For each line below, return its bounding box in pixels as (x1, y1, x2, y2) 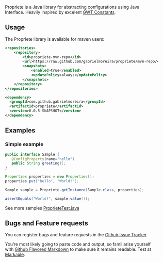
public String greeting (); (11, 161, 66, 166)
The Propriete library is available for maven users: (5, 36, 105, 42)
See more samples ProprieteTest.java (5, 205, 80, 211)
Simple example (5, 141, 44, 147)
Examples (5, 126, 35, 135)
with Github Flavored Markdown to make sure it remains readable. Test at (5, 246, 151, 252)
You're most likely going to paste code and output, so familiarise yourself (5, 241, 151, 247)
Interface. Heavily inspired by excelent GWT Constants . (5, 9, 116, 15)
